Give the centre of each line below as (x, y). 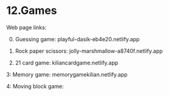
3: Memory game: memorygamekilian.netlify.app (67, 74)
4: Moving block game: (35, 86)
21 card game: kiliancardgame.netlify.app (67, 63)
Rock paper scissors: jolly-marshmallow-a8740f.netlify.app (89, 51)
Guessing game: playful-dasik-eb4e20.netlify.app (77, 39)
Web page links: (26, 27)
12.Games (32, 11)
